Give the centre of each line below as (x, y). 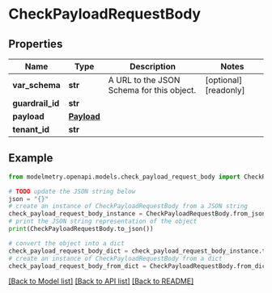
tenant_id (31, 130)
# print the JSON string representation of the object (103, 222)
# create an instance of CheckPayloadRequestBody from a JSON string (128, 207)
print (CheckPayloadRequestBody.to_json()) (81, 229)
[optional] (224, 80)
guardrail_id (36, 103)
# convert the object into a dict (67, 243)
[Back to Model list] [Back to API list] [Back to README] (101, 281)
